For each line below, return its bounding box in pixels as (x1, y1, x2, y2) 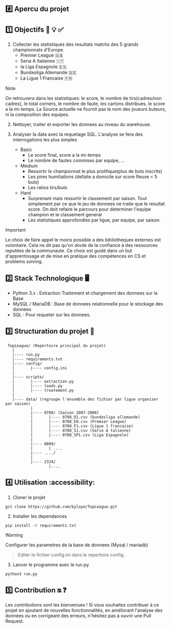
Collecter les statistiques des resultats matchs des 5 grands (12, 41, 139, 47)
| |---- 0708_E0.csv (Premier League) (30, 419, 127, 424)
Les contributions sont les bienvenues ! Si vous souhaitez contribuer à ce (5, 602, 159, 608)
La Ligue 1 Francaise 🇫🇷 (20, 75, 73, 81)
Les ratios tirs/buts (28, 185, 67, 191)
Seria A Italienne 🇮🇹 (20, 58, 64, 64)
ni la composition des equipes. (5, 112, 70, 118)
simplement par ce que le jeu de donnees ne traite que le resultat (28, 201, 165, 207)
